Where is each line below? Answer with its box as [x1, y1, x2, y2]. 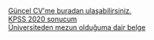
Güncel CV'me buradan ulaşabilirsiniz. [8, 6, 132, 15]
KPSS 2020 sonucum [8, 14, 77, 24]
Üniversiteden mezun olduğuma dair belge [8, 23, 146, 32]
